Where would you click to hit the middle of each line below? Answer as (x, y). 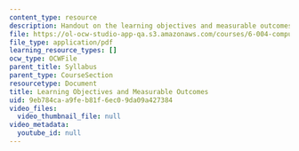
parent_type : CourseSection (61, 75)
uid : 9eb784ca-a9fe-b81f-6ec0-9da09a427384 (91, 100)
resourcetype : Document (53, 83)
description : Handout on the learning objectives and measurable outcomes (151, 26)
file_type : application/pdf (61, 42)
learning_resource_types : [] (63, 51)
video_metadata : (39, 125)
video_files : (33, 108)
